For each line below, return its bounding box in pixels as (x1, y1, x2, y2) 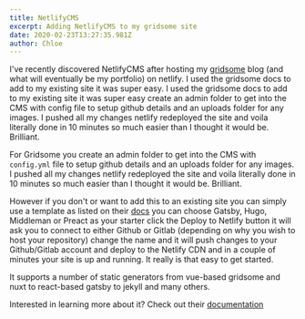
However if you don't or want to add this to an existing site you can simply (9, 196, 287, 207)
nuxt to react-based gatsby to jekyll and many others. (9, 282, 211, 293)
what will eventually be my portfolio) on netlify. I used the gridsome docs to (9, 74, 291, 85)
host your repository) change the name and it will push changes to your (9, 234, 278, 246)
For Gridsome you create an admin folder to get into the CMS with (9, 149, 257, 160)
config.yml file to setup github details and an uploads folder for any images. (9, 159, 294, 170)
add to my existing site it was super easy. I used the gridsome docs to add (9, 83, 289, 94)
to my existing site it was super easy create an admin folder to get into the (9, 93, 287, 104)
